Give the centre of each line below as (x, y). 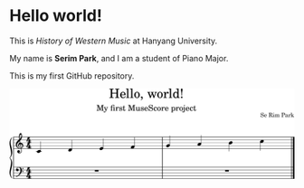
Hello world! (56, 16)
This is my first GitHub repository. (72, 75)
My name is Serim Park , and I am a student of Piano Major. (119, 58)
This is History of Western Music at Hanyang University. (114, 41)
